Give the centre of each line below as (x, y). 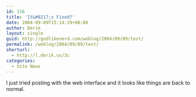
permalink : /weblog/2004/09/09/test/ (53, 45)
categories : (21, 61)
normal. (15, 89)
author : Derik (24, 28)
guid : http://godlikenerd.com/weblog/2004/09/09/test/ (75, 39)
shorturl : (18, 50)
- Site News (26, 66)
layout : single (25, 34)
